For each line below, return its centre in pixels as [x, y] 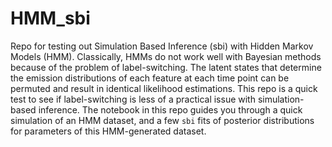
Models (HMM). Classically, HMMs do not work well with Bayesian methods [166, 56]
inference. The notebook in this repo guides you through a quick [170, 109]
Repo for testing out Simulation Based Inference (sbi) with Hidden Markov [162, 46]
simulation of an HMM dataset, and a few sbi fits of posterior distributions [162, 120]
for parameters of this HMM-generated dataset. [108, 131]
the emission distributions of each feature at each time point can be [150, 78]
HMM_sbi [50, 18]
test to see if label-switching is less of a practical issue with [133, 99]
